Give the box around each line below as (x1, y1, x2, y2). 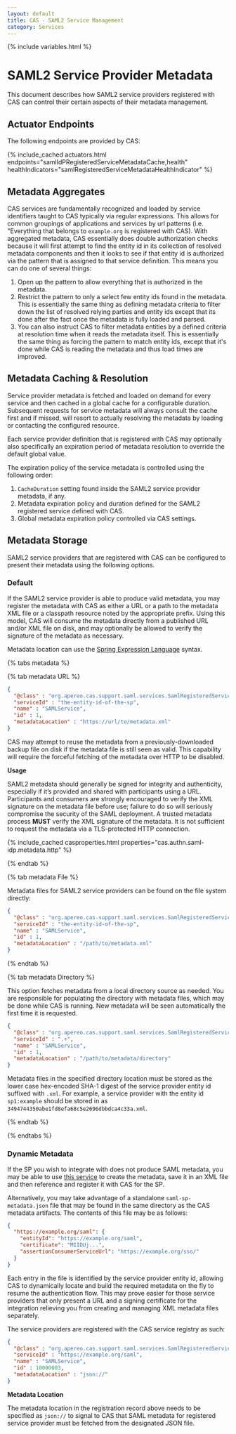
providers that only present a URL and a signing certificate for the (7, 1296, 197, 1305)
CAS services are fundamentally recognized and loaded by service (7, 204, 201, 213)
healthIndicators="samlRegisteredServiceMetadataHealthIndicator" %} (7, 166, 213, 174)
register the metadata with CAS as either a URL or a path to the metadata (7, 601, 218, 610)
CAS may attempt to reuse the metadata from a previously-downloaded (7, 737, 214, 746)
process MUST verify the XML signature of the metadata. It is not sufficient (7, 817, 225, 825)
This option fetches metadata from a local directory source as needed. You (7, 987, 224, 995)
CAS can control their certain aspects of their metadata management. (7, 98, 209, 106)
